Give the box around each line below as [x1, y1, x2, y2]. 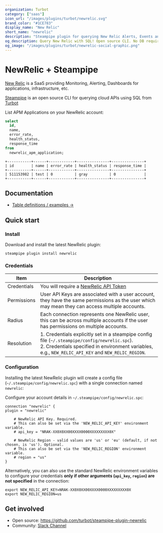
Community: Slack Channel [12, 523, 66, 529]
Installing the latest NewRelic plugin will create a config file [5, 375, 123, 381]
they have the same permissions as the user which [40, 297, 156, 304]
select [5, 118, 18, 124]
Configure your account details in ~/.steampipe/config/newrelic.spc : [5, 394, 144, 400]
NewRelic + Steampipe [5, 64, 98, 75]
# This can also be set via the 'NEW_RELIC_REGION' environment [14, 446, 147, 451]
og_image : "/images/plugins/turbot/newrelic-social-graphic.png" [5, 43, 140, 48]
